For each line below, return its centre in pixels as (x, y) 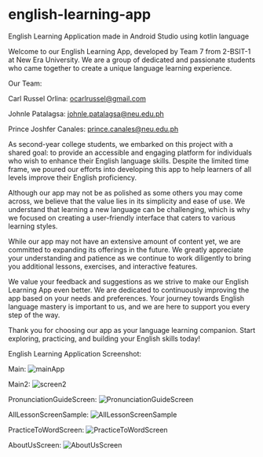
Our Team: (25, 83)
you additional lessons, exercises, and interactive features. (103, 266)
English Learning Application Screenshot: (75, 353)
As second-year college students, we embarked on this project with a (121, 144)
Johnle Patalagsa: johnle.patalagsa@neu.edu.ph (86, 113)
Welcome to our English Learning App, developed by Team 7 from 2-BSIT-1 (130, 51)
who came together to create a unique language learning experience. (120, 68)
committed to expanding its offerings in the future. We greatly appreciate (126, 250)
